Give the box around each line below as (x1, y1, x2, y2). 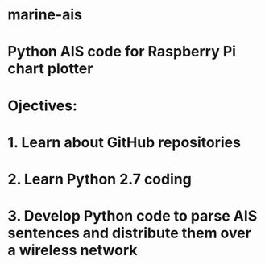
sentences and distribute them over (7, 224, 251, 242)
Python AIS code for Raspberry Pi (7, 43, 237, 61)
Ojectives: (7, 97, 78, 114)
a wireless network (7, 241, 138, 259)
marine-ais (7, 6, 82, 24)
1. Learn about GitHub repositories (7, 133, 241, 151)
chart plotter (7, 60, 93, 78)
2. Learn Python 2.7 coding (7, 170, 193, 188)
